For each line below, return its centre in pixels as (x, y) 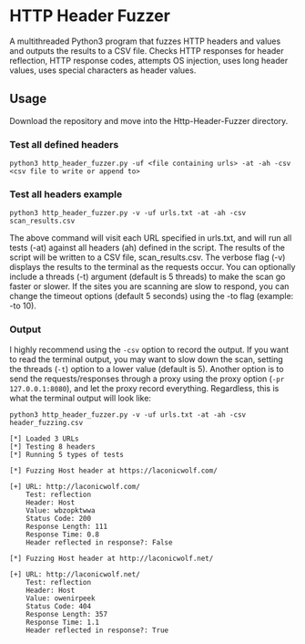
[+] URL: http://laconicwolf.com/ (75, 486)
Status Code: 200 (59, 518)
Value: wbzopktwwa (61, 510)
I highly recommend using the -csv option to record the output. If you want (149, 349)
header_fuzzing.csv (46, 422)
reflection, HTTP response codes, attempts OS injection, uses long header (149, 60)
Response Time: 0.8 (63, 535)
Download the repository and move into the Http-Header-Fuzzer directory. (149, 120)
